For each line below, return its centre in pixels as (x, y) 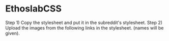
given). (13, 33)
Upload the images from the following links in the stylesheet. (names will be (84, 27)
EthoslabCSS (34, 9)
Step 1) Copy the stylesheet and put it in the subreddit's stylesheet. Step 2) (84, 22)
